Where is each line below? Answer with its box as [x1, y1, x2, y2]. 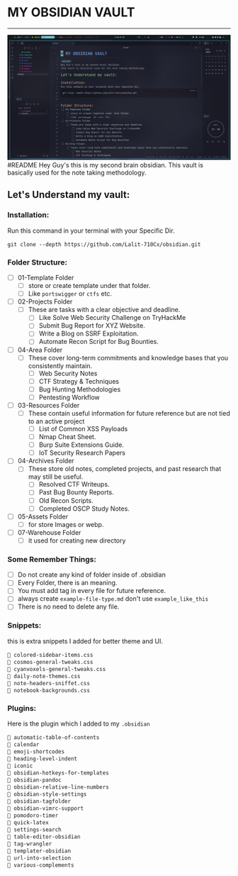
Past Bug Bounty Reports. [38, 488, 115, 497]
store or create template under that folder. [28, 282, 151, 289]
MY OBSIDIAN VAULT [7, 4, 135, 21]
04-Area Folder [17, 345, 62, 354]
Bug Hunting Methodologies [38, 384, 121, 394]
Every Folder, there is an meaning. [17, 579, 118, 587]
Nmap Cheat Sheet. [38, 433, 96, 441]
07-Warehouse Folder [17, 528, 81, 536]
